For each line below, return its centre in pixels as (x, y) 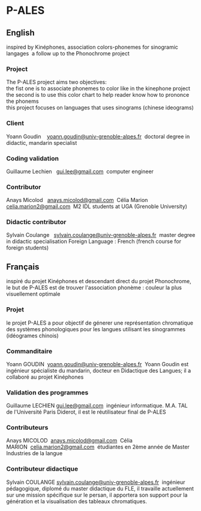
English (20, 33)
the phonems (22, 101)
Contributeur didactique (42, 469)
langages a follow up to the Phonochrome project (68, 54)
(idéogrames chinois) (32, 335)
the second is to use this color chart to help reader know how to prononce (98, 95)
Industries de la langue (34, 453)
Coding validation (32, 158)
